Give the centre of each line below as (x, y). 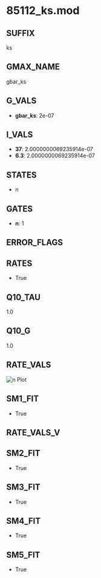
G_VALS (21, 101)
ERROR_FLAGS (35, 242)
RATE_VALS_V (33, 433)
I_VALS (20, 135)
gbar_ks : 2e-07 (34, 115)
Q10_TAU (24, 297)
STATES (22, 175)
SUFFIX (21, 33)
